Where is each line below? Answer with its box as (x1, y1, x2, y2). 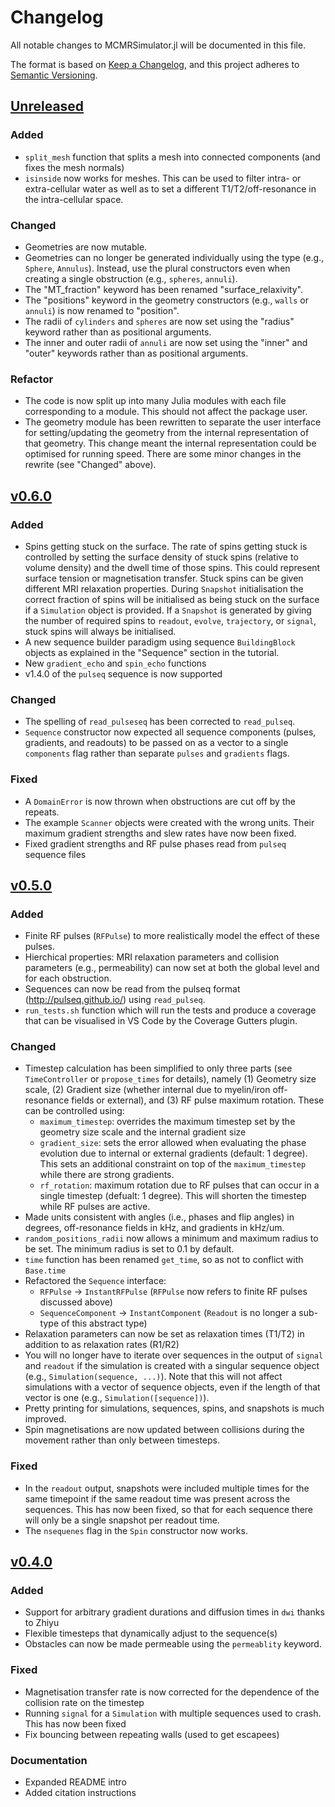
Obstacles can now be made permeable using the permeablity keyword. (24, 1638, 322, 1650)
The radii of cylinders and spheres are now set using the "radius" (24, 315, 295, 327)
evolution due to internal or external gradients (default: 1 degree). (39, 1147, 308, 1160)
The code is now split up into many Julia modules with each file (24, 395, 287, 407)
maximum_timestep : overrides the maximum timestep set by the (39, 1116, 296, 1128)
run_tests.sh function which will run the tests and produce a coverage (24, 1004, 317, 1016)
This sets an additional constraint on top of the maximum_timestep (39, 1158, 307, 1170)
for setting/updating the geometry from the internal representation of (24, 427, 310, 439)
